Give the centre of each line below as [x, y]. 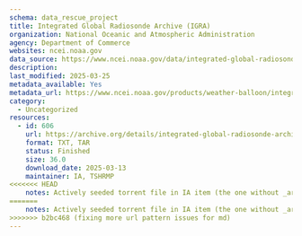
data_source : [34, 59]
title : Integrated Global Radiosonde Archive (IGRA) [110, 26]
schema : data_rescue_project [64, 17]
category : [28, 101]
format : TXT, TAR [58, 143]
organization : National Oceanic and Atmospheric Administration [132, 34]
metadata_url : [36, 92]
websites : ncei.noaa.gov [56, 51]
